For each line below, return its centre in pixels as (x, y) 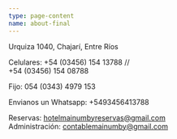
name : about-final (39, 23)
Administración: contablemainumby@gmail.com (88, 126)
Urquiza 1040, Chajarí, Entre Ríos (64, 46)
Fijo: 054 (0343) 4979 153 (52, 86)
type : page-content (41, 16)
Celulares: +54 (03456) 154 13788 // (69, 62)
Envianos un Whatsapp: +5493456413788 (79, 102)
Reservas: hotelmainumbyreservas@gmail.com (87, 117)
